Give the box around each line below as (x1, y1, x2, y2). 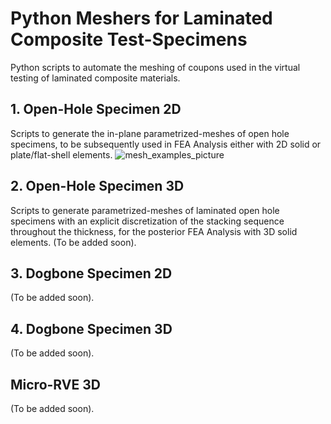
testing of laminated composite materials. (10, 72, 181, 84)
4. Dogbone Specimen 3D (10, 320, 173, 337)
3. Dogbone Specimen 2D (10, 265, 173, 282)
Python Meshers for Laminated (10, 7, 273, 30)
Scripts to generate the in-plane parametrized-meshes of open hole (10, 127, 290, 139)
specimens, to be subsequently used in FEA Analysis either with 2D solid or (10, 138, 322, 150)
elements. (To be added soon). (10, 236, 137, 248)
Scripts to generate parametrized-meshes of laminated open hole (10, 204, 280, 216)
